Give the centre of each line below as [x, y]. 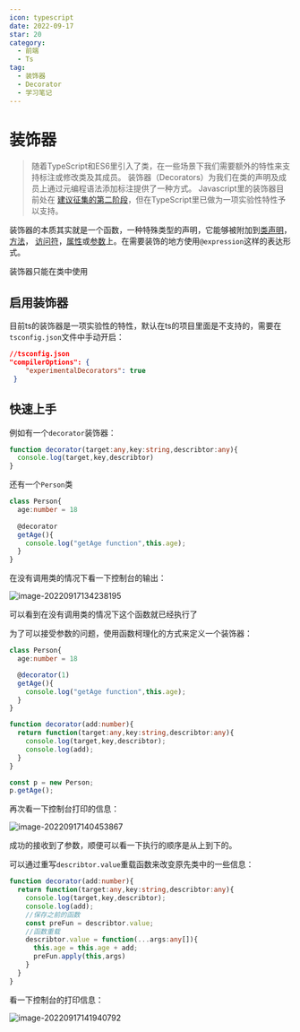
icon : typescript [42, 17]
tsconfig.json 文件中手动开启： [67, 337]
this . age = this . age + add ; [86, 948]
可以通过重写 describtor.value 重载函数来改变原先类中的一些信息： [132, 864]
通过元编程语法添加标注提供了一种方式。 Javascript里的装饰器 [162, 188]
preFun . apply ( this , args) [79, 957]
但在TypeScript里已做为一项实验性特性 [207, 200]
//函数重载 [43, 932]
